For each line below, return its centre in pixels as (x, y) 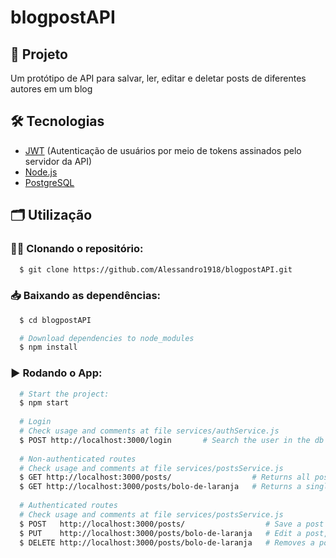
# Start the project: (64, 394)
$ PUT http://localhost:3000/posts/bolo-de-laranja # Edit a (160, 533)
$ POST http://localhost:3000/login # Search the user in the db (172, 440)
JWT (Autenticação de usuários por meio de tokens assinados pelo (163, 150)
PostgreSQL (49, 182)
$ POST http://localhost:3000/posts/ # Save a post (172, 524)
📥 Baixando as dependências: (86, 296)
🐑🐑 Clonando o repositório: (77, 249)
